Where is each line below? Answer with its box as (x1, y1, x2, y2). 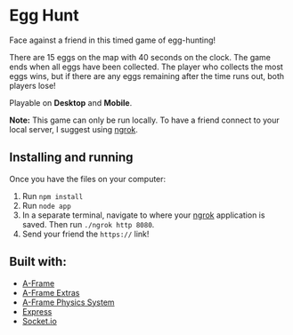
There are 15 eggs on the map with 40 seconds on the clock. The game (9, 52, 272, 62)
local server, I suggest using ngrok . (9, 124, 138, 134)
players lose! (9, 80, 56, 91)
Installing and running (9, 150, 134, 165)
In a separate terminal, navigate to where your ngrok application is (21, 210, 265, 220)
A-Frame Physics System (21, 297, 115, 307)
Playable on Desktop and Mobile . (9, 97, 133, 108)
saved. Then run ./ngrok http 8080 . (21, 219, 155, 229)
